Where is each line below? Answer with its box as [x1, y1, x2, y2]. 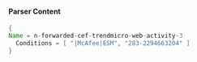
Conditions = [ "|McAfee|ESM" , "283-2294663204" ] [15, 39, 191, 48]
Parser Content [8, 6, 61, 16]
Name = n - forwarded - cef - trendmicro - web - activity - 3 [8, 32, 183, 40]
